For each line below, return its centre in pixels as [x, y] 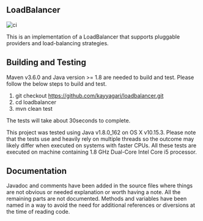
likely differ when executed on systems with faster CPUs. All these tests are [102, 145]
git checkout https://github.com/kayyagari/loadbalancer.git [89, 96]
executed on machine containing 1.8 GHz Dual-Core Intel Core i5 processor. [102, 152]
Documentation [37, 171]
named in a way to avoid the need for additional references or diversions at [101, 205]
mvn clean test [34, 108]
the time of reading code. [38, 212]
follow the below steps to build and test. [57, 84]
